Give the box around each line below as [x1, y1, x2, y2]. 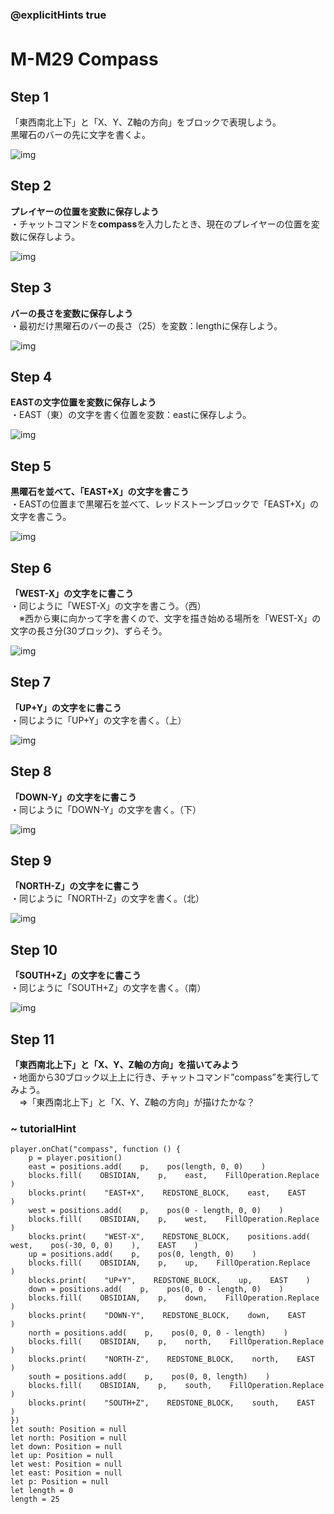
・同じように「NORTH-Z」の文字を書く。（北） [10, 893, 205, 905]
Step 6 [10, 559, 52, 577]
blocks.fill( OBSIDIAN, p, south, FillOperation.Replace [28, 1381, 325, 1391]
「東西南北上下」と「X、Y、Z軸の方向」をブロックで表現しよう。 [10, 116, 282, 128]
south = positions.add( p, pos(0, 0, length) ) [28, 1372, 271, 1382]
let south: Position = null [10, 1424, 128, 1435]
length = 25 [10, 1494, 60, 1505]
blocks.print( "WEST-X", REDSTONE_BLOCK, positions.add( [28, 1232, 311, 1242]
